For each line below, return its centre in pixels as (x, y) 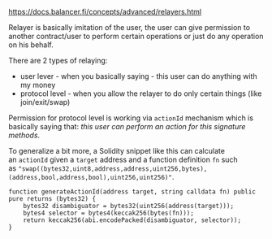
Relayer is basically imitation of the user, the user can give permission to (129, 27)
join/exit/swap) (45, 102)
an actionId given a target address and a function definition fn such (123, 159)
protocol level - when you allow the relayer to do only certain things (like (141, 93)
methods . (24, 135)
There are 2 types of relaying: (58, 61)
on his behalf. (31, 45)
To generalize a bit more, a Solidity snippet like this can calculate (117, 151)
